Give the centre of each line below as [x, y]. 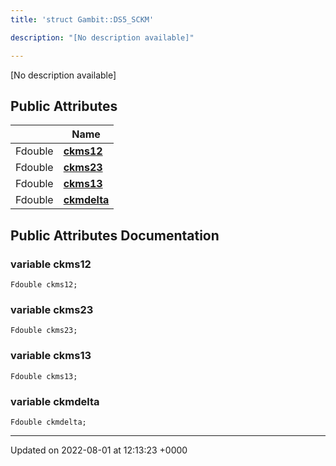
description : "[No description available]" [102, 37]
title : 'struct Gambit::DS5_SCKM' [82, 19]
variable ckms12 [51, 264]
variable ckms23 [52, 309]
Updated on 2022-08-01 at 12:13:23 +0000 [99, 450]
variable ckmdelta [55, 401]
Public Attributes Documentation [115, 235]
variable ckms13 [51, 356]
